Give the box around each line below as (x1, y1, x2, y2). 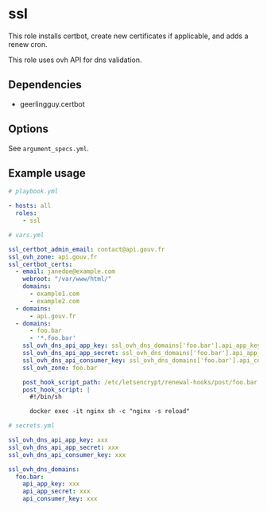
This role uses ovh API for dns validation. (8, 55, 142, 64)
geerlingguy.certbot (19, 99, 85, 108)
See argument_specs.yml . (8, 143, 90, 153)
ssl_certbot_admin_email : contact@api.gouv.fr (8, 245, 165, 253)
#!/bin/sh (29, 393, 62, 401)
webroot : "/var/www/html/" (22, 275, 112, 283)
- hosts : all (8, 202, 52, 210)
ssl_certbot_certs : (8, 260, 73, 268)
